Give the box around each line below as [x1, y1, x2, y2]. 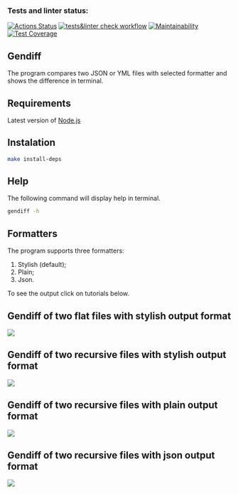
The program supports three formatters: [7, 246, 124, 255]
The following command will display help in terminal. [7, 194, 161, 203]
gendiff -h [7, 208, 40, 215]
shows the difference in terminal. [7, 77, 104, 85]
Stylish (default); [17, 261, 67, 269]
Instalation [7, 137, 55, 149]
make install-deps [7, 155, 62, 162]
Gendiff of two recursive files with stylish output [7, 349, 227, 361]
